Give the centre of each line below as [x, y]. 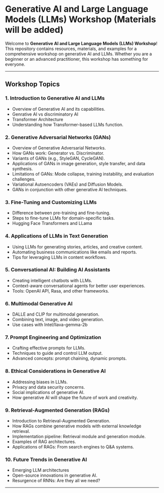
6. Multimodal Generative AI [39, 303]
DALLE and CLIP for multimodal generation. [56, 314]
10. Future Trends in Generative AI [46, 459]
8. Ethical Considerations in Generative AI [55, 371]
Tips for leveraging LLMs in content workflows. [60, 257]
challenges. [24, 179]
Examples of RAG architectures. [44, 442]
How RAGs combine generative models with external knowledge [77, 426]
